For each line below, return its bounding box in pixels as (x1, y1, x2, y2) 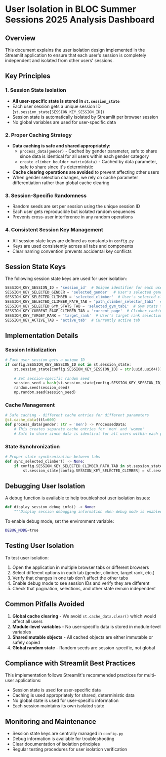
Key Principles (5, 72, 51, 80)
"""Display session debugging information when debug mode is (14, 509, 145, 514)
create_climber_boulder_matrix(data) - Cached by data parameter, (19, 158, 157, 164)
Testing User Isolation (5, 542, 74, 550)
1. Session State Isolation (5, 87, 67, 94)
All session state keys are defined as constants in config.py (12, 237, 134, 244)
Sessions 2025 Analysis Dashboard (5, 14, 155, 25)
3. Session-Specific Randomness (5, 192, 87, 199)
